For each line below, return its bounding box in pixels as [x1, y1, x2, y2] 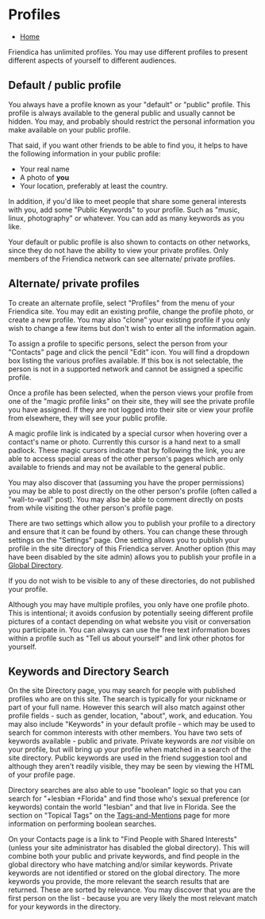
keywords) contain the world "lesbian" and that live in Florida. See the [8, 802, 236, 812]
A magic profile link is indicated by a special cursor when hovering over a [8, 429, 248, 438]
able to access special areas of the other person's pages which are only [8, 454, 244, 463]
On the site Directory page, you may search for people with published [8, 686, 236, 695]
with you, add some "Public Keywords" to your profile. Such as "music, [8, 205, 240, 214]
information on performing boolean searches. [8, 819, 157, 829]
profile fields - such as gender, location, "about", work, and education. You [8, 711, 252, 721]
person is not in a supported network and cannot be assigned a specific [8, 363, 244, 374]
